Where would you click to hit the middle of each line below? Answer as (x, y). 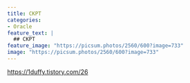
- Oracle (20, 26)
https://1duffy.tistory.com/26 (48, 72)
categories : (24, 20)
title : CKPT (24, 13)
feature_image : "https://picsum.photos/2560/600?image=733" (96, 46)
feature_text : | (30, 33)
